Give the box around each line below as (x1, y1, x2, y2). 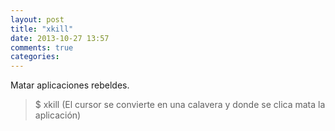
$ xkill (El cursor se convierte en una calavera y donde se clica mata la (34, 99, 326, 111)
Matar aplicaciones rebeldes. (10, 79, 130, 91)
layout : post (10, 14, 65, 25)
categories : (10, 52, 60, 62)
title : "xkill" (10, 24, 74, 34)
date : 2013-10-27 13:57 (10, 33, 110, 43)
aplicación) (34, 109, 82, 121)
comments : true (10, 42, 74, 53)
